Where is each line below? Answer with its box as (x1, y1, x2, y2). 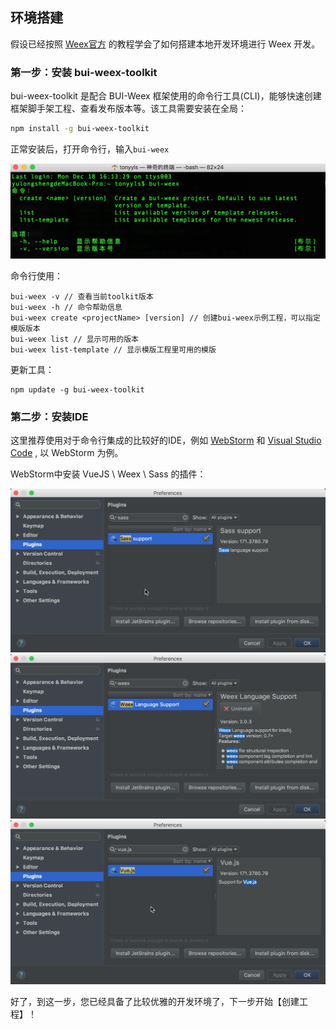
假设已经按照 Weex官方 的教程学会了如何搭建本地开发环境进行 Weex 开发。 (10, 38, 321, 50)
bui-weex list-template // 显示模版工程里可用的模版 (10, 344, 217, 355)
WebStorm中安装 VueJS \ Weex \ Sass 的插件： (10, 468, 207, 480)
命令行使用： (10, 269, 63, 282)
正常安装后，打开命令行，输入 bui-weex (10, 143, 170, 155)
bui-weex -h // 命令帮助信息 (10, 302, 123, 312)
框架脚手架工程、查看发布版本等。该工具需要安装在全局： (10, 103, 247, 115)
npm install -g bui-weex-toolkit (10, 124, 150, 134)
